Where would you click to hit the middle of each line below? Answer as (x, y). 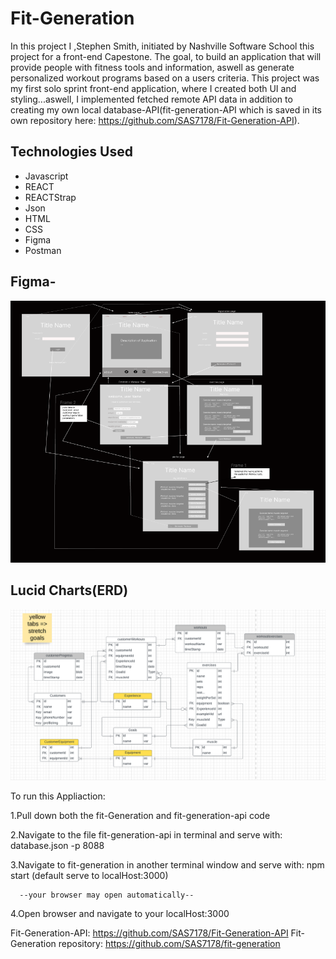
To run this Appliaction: (58, 796)
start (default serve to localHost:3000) (89, 876)
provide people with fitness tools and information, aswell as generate (152, 67)
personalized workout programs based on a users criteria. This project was (165, 78)
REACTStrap (50, 197)
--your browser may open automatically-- (107, 895)
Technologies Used (71, 152)
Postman (43, 250)
